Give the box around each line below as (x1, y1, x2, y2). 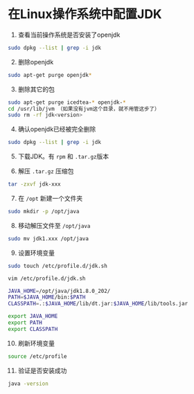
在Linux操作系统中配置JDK (8, 6, 162, 22)
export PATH (8, 319, 42, 326)
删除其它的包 (17, 84, 55, 93)
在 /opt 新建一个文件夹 (17, 195, 83, 203)
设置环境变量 (17, 249, 55, 257)
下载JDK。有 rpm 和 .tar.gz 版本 (17, 152, 109, 161)
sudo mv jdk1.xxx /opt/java (8, 235, 89, 242)
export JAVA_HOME (8, 313, 58, 320)
